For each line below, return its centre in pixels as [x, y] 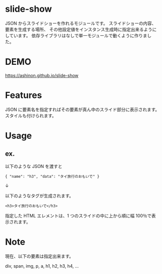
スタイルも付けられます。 [31, 115]
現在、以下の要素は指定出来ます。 [39, 256]
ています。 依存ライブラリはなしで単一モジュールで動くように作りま [78, 35]
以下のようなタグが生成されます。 [39, 195]
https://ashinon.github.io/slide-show [42, 75]
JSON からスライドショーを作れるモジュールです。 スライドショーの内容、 [81, 23]
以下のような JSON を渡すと [34, 166]
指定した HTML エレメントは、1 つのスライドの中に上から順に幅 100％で [78, 216]
